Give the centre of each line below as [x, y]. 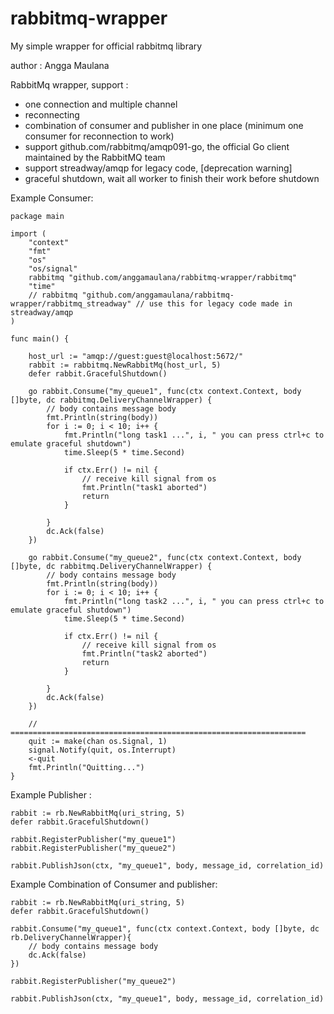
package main [37, 216]
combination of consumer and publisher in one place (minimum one [164, 125]
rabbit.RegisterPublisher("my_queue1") [93, 839]
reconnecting [52, 114]
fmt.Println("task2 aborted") [144, 653]
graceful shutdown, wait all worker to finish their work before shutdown [172, 178]
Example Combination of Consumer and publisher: [114, 884]
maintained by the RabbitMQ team [95, 157]
